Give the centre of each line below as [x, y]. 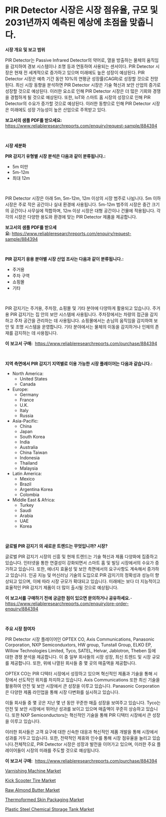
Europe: [20, 389]
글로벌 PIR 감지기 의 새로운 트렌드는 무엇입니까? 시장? [56, 546]
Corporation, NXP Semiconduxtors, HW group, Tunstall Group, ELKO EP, [79, 645]
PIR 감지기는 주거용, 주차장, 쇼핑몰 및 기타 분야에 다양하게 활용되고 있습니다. [78, 308]
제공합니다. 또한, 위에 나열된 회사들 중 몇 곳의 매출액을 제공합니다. [73, 663]
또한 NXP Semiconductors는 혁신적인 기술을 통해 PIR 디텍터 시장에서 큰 [82, 715]
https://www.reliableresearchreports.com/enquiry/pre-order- [67, 603]
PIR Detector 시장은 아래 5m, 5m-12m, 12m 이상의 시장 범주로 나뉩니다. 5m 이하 [83, 198]
